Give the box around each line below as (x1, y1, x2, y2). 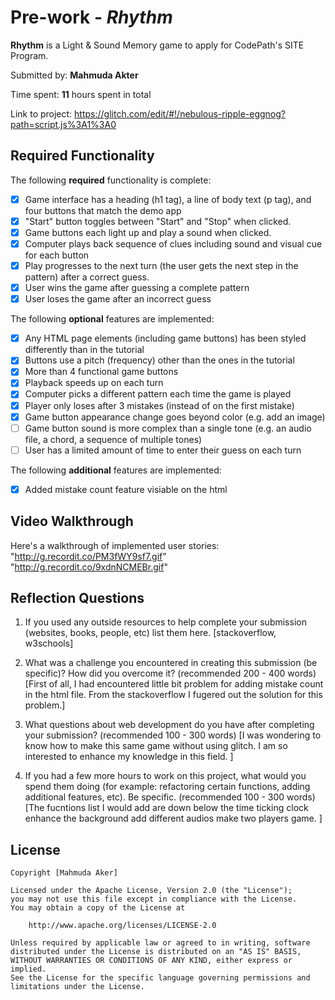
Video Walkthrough (10, 513, 134, 530)
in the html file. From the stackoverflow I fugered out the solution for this (24, 689, 323, 701)
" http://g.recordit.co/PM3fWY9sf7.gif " (10, 550, 167, 562)
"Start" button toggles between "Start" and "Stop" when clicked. (24, 215, 292, 227)
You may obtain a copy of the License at (10, 903, 186, 913)
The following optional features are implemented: (10, 313, 215, 325)
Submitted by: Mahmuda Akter (10, 69, 139, 81)
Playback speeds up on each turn (24, 377, 164, 389)
